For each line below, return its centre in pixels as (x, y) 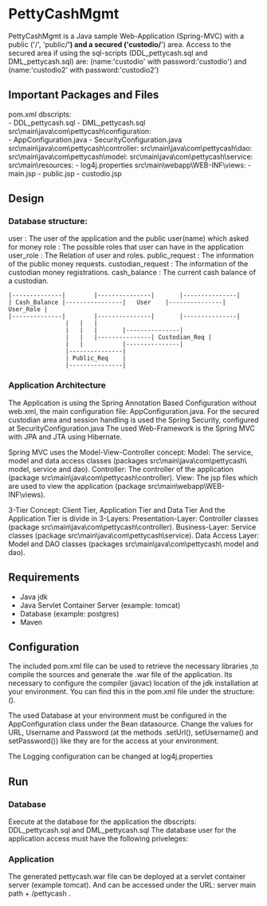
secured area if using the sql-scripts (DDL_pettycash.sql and (108, 53)
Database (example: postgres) (69, 613)
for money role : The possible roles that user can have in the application (126, 247)
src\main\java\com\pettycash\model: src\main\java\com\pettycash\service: (131, 156)
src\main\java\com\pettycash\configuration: (80, 131)
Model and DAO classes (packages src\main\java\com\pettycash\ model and (133, 544)
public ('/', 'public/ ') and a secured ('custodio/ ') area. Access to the (120, 44)
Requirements (44, 578)
